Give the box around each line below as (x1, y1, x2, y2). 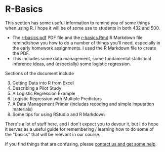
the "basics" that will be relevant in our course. (5, 131, 101, 137)
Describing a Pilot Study (12, 85, 62, 91)
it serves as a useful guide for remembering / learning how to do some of (5, 126, 154, 132)
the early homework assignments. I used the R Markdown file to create (12, 45, 157, 51)
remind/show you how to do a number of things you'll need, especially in (12, 39, 161, 45)
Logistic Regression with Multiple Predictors (12, 95, 102, 102)
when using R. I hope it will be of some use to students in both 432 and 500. (5, 25, 161, 31)
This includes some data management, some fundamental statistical (12, 55, 151, 61)
